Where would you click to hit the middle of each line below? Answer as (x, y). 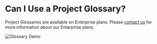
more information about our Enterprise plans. (50, 27)
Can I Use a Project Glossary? (65, 9)
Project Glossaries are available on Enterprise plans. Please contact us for (78, 22)
